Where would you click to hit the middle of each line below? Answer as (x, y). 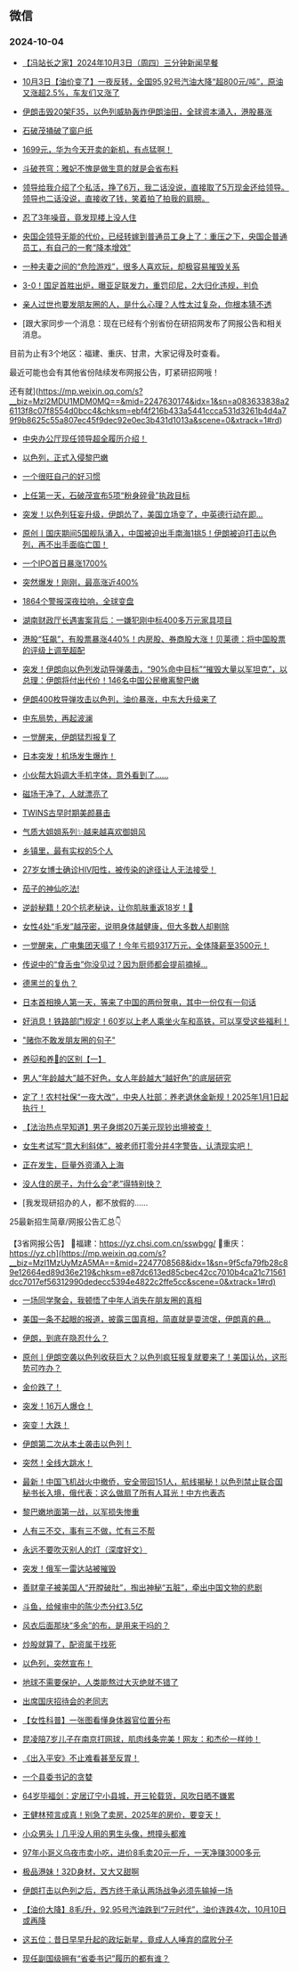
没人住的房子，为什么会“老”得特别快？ (92, 1183)
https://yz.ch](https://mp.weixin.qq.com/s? (88, 1253)
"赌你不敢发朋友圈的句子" (69, 1040)
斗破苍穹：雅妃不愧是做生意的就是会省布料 (100, 168)
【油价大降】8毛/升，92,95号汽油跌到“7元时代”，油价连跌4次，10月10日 (154, 1909)
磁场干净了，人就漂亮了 (65, 794)
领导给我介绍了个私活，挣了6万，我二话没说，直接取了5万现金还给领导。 (155, 187)
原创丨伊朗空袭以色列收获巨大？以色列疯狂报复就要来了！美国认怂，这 (151, 1356)
